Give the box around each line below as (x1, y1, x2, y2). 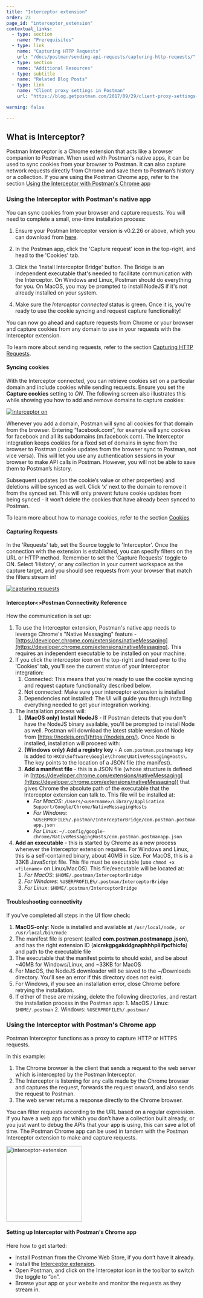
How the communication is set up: (6, 612, 91, 620)
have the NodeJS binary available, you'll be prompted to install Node (24, 720, 195, 728)
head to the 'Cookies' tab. (14, 252, 80, 259)
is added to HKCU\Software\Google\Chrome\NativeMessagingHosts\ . (24, 752, 188, 760)
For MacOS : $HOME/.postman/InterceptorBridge (24, 872, 142, 879)
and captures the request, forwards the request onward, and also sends (14, 1083, 195, 1091)
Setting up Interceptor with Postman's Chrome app (6, 1228, 137, 1236)
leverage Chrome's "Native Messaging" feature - (14, 630, 137, 638)
